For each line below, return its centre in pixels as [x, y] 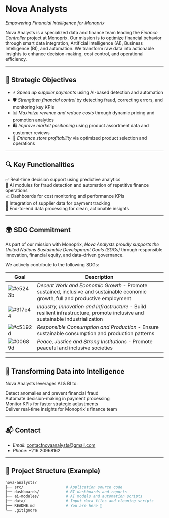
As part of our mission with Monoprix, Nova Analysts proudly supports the [82, 244]
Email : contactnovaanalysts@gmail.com [54, 445]
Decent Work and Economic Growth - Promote [92, 286]
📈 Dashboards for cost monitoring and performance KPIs [65, 196]
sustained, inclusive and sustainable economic [92, 292]
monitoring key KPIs [33, 107]
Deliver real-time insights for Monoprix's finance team [61, 409]
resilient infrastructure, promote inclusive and [91, 313]
